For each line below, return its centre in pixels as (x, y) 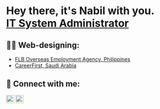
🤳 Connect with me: (43, 84)
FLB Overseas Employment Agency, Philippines (72, 59)
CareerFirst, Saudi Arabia (46, 65)
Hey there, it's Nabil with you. (81, 11)
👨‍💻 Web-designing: (43, 45)
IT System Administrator (68, 23)
